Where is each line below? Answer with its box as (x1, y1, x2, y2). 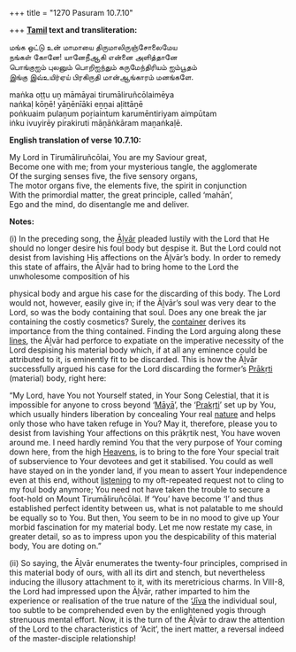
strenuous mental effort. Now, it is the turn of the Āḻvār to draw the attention (9, 615, 285, 625)
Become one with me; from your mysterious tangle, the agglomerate (9, 161, 258, 172)
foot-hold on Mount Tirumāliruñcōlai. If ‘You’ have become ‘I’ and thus (9, 493, 264, 504)
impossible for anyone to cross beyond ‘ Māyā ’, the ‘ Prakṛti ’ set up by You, (9, 400, 277, 410)
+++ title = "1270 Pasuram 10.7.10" (9, 8, 134, 18)
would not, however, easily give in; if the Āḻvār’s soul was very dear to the (9, 298, 277, 308)
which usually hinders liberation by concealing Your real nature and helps (9, 409, 277, 419)
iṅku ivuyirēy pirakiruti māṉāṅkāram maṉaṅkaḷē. (9, 118, 183, 128)
